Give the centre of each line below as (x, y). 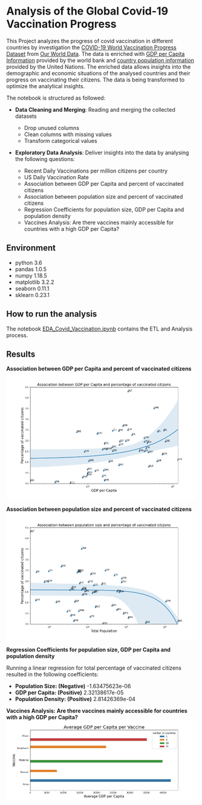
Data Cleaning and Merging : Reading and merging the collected (95, 109)
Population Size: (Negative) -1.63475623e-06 (73, 686)
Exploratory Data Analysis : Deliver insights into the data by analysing (102, 152)
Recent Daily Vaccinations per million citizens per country (96, 171)
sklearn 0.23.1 (32, 295)
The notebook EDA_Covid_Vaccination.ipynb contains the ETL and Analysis (99, 329)
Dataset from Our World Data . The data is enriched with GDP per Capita (96, 53)
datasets (26, 116)
